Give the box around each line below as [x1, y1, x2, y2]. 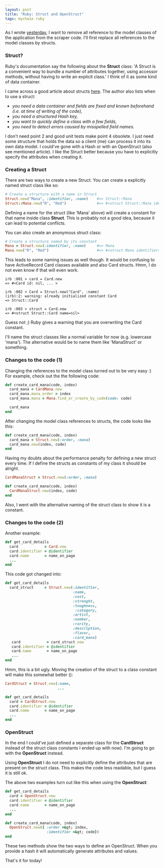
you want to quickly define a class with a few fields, [12, 118, 117, 124]
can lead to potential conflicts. [5, 220, 66, 226]
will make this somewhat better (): [5, 672, 73, 678]
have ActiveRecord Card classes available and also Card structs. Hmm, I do [5, 262, 157, 268]
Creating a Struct [5, 166, 47, 173]
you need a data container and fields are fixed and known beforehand [12, 103, 154, 109]
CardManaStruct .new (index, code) [9, 489, 78, 494]
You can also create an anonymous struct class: [5, 229, 102, 235]
